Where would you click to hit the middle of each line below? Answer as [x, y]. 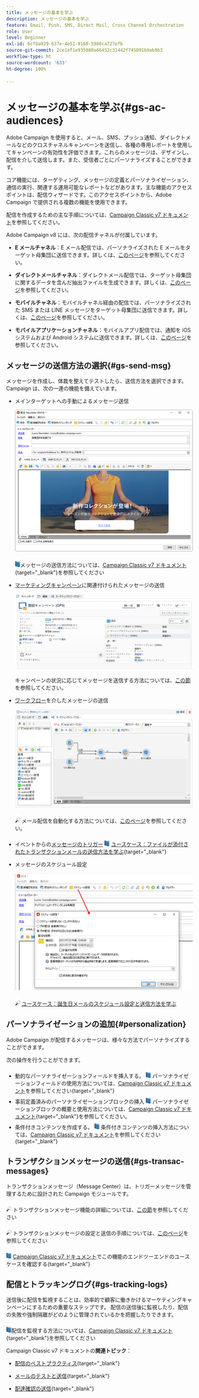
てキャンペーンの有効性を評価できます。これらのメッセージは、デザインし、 [99, 152]
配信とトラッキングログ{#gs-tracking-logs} [87, 1284]
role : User [20, 32]
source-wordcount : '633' [37, 62]
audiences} [35, 120]
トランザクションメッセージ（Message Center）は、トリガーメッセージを [96, 1186]
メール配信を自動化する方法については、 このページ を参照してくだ [102, 820]
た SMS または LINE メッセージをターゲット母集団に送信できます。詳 [99, 310]
